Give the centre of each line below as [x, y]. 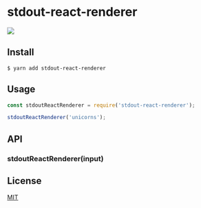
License [24, 181]
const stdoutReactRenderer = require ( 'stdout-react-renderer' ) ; [101, 105]
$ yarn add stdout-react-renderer [57, 68]
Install [21, 52]
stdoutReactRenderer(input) [55, 158]
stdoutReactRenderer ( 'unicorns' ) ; [57, 118]
